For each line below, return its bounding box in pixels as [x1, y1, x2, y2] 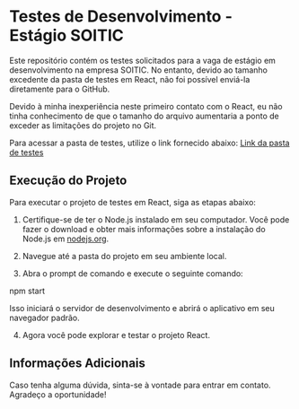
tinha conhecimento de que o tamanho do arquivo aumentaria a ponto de [9, 110, 280, 121]
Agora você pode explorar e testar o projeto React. [22, 329, 211, 340]
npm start [9, 285, 46, 296]
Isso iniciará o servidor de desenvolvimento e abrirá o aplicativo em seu [9, 302, 276, 313]
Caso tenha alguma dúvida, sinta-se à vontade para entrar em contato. [9, 379, 271, 390]
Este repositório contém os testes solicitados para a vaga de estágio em [9, 55, 277, 65]
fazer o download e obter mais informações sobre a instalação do [22, 223, 267, 234]
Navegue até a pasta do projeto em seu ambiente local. [22, 250, 227, 261]
